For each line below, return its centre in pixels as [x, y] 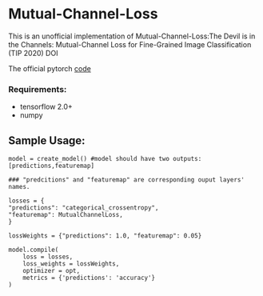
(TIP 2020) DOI [33, 53]
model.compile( [34, 250]
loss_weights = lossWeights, [71, 264]
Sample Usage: [47, 140]
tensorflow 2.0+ [46, 107]
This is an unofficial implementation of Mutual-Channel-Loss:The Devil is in [132, 36]
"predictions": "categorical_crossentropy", [84, 208]
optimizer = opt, [52, 271]
